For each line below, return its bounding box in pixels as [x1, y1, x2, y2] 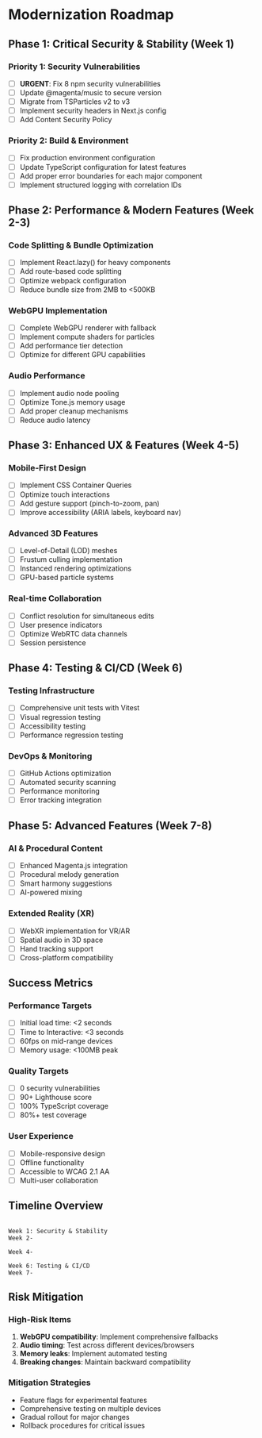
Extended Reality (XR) [8, 908, 95, 919]
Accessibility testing [19, 721, 85, 731]
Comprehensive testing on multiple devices [19, 1403, 161, 1413]
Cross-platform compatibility [19, 952, 114, 962]
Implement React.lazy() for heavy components [19, 258, 172, 267]
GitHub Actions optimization [19, 768, 112, 779]
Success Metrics [8, 976, 93, 990]
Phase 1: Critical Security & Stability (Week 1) [8, 37, 235, 51]
